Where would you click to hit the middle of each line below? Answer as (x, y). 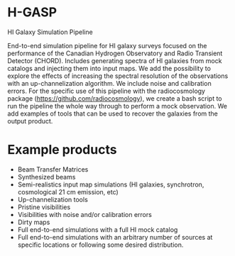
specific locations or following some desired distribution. (100, 245)
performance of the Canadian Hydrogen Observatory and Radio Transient (115, 53)
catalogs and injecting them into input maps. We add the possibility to (109, 68)
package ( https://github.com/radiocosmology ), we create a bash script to (115, 98)
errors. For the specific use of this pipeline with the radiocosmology (106, 91)
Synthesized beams (47, 177)
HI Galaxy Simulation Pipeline (50, 32)
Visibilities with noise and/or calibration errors (85, 214)
